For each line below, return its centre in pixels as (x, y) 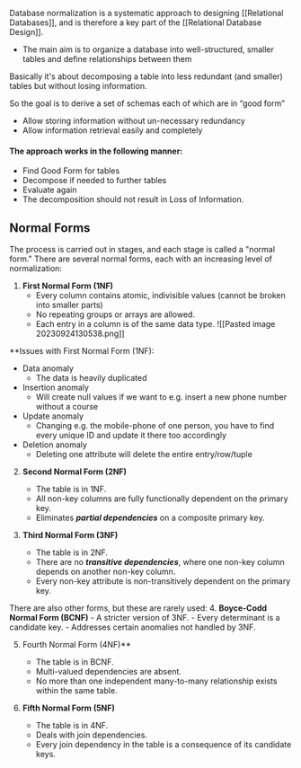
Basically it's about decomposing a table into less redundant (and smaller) (146, 76)
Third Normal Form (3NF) (70, 535)
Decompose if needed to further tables (94, 181)
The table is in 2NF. (71, 552)
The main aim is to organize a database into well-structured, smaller (148, 49)
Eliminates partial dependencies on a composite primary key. (150, 518)
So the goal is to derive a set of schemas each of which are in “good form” (147, 103)
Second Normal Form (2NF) (75, 472)
